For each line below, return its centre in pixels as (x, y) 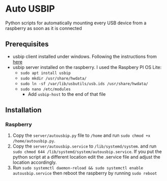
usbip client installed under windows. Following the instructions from (85, 56)
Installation (23, 110)
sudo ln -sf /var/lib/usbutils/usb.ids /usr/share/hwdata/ (84, 84)
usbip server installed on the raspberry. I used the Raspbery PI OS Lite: (87, 67)
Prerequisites (27, 44)
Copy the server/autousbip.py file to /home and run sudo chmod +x (81, 135)
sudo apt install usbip (46, 73)
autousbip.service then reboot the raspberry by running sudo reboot (85, 173)
